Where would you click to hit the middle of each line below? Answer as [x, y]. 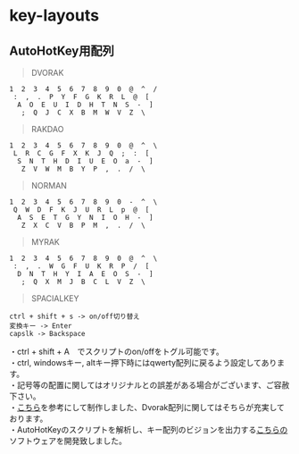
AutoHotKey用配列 [62, 50]
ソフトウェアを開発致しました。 [68, 441]
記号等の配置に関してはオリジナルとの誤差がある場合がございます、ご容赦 [153, 385]
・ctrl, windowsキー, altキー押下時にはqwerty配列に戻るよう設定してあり [143, 362]
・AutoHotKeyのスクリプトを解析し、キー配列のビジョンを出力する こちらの [149, 429]
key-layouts [54, 16]
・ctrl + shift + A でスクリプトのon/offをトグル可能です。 [117, 351]
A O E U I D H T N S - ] [85, 105]
